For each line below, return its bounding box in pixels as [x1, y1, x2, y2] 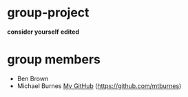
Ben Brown [17, 74, 49, 83]
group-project [7, 5, 90, 21]
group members [7, 52, 101, 67]
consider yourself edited [7, 28, 80, 36]
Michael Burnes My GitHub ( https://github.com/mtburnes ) [17, 81, 182, 90]
